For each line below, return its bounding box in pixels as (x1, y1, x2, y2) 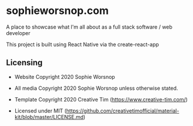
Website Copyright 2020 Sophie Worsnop (14, 73, 115, 80)
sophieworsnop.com (6, 4, 109, 17)
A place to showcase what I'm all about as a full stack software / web (6, 23, 173, 30)
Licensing (6, 58, 43, 68)
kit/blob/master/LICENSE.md (14, 113, 84, 120)
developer (6, 29, 31, 36)
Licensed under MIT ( (14, 107, 67, 114)
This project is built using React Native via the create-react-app (6, 41, 159, 48)
